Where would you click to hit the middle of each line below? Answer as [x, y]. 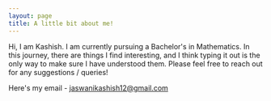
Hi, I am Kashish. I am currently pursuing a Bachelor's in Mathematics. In [129, 46]
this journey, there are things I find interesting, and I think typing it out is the [134, 55]
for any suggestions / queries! [58, 72]
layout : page [30, 16]
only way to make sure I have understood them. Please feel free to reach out [135, 63]
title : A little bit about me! [61, 23]
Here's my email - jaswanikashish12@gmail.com [88, 88]
